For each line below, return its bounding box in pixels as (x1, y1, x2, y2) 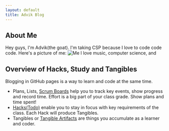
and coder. (12, 121, 36, 127)
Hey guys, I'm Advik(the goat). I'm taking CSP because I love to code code (5, 44, 162, 51)
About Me (5, 31, 37, 40)
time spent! (12, 99, 37, 105)
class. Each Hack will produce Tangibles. (12, 110, 99, 116)
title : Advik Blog (5, 12, 44, 17)
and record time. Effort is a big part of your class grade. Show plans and (12, 94, 164, 100)
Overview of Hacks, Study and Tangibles (5, 65, 137, 73)
